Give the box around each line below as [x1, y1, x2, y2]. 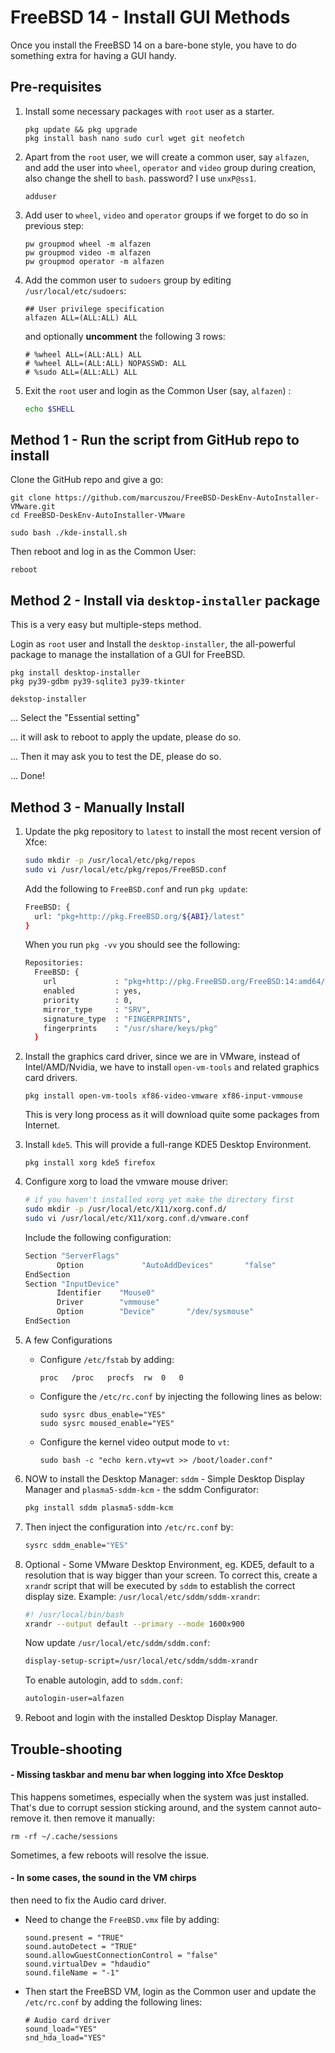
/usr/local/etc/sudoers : [24, 284, 127, 296]
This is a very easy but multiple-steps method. [10, 619, 202, 631]
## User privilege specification [24, 304, 165, 314]
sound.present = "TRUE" [24, 1932, 125, 1943]
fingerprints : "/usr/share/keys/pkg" [43, 1023, 218, 1033]
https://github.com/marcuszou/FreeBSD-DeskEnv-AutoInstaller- [54, 493, 320, 503]
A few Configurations [24, 1334, 113, 1346]
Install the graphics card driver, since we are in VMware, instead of [24, 1051, 301, 1063]
